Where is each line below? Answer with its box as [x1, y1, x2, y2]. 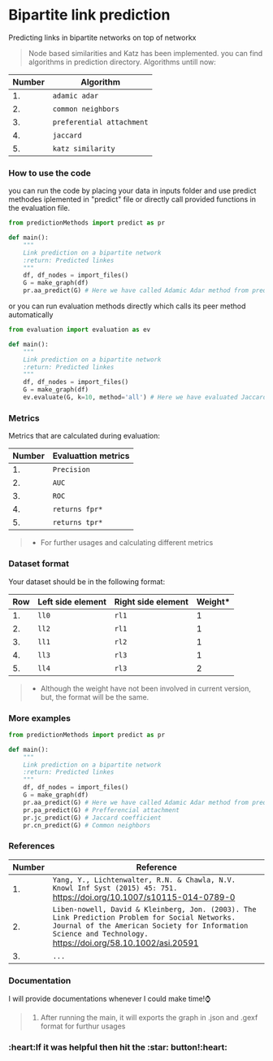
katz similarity [52, 144, 115, 153]
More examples [8, 712, 71, 723]
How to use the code [8, 167, 92, 178]
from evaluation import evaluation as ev [8, 325, 151, 334]
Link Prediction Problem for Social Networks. [52, 913, 236, 922]
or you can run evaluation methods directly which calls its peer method [8, 301, 246, 311]
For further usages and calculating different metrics [40, 538, 214, 548]
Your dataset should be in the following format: [8, 576, 165, 587]
